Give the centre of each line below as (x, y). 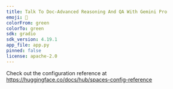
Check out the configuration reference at (57, 73)
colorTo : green (25, 28)
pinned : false (24, 51)
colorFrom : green (28, 23)
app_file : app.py (28, 45)
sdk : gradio (21, 34)
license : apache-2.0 (32, 56)
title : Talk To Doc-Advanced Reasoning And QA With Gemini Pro (87, 12)
